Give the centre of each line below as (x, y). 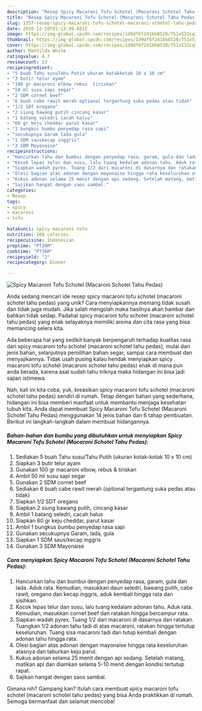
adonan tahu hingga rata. (46, 639)
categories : (22, 190)
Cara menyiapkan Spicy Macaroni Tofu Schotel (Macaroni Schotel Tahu (99, 560)
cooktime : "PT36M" (30, 251)
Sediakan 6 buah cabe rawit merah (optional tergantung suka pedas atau (105, 489)
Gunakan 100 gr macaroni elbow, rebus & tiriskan (76, 470)
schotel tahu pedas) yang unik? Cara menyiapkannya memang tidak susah (99, 303)
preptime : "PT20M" (30, 246)
